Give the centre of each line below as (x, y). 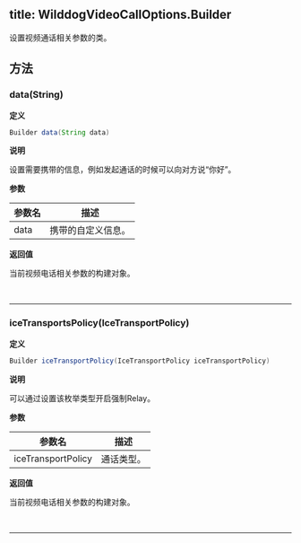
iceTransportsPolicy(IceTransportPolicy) (99, 323)
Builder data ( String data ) (60, 132)
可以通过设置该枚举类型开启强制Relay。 (82, 398)
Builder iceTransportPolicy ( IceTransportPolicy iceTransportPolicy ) (140, 361)
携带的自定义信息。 (90, 231)
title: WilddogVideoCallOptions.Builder (120, 15)
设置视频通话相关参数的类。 (60, 37)
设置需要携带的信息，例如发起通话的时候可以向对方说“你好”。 (123, 170)
